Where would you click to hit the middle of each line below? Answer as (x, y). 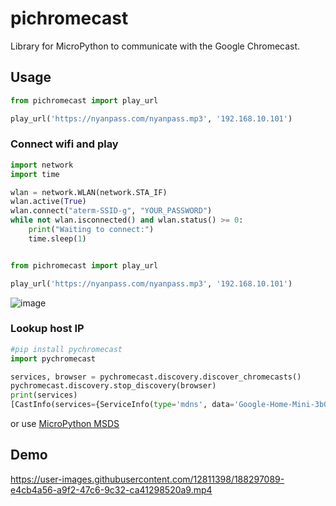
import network (42, 165)
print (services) (44, 395)
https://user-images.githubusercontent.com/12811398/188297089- (147, 479)
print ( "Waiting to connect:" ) (91, 230)
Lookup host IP (47, 329)
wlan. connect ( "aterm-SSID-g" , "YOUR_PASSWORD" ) (111, 211)
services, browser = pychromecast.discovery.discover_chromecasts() (156, 377)
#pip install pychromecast (66, 349)
